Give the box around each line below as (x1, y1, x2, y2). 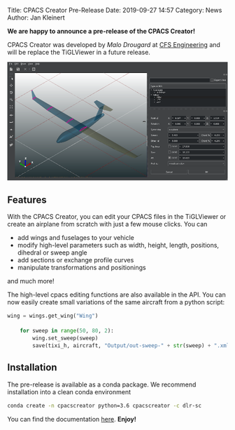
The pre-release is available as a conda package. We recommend (7, 380, 197, 389)
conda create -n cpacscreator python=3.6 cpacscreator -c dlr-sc (7, 402, 201, 409)
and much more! (7, 277, 55, 285)
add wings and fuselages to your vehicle (17, 234, 134, 242)
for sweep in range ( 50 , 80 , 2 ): (20, 328, 114, 335)
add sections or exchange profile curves (17, 256, 134, 264)
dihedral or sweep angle (17, 248, 87, 257)
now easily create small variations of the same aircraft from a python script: (7, 298, 225, 307)
